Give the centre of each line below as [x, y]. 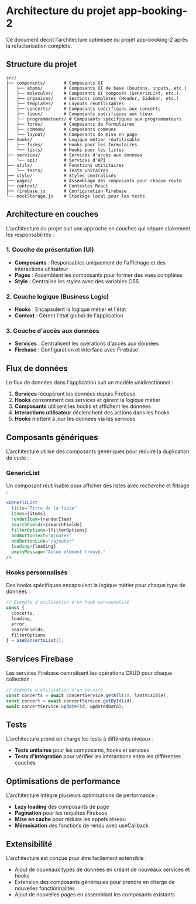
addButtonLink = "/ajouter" [43, 541]
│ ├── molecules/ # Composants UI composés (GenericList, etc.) [93, 93]
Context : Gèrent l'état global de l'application [69, 316]
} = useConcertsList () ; [35, 641]
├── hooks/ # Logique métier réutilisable [73, 139]
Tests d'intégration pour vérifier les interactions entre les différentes [98, 756]
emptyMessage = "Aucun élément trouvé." [59, 552]
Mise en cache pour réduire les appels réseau [70, 819]
